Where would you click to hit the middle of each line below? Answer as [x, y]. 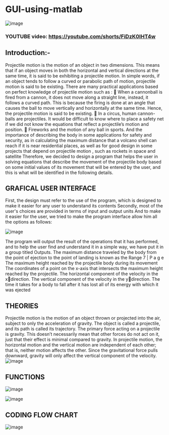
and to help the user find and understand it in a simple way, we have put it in [84, 247]
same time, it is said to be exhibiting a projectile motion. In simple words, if [82, 76]
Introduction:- [28, 53]
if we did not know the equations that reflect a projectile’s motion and [77, 124]
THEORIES [22, 306]
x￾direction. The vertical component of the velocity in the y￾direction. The [83, 279]
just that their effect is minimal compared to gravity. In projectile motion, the [84, 339]
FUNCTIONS [25, 377]
